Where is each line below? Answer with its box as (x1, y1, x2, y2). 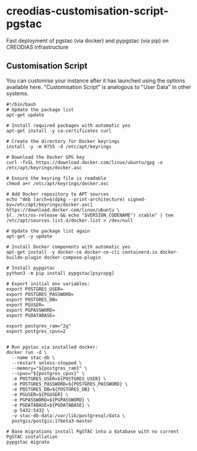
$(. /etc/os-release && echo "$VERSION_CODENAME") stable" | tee (6, 212, 174, 218)
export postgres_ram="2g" (6, 323, 71, 329)
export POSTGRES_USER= (6, 286, 63, 292)
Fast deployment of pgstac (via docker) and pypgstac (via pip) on (6, 37, 169, 44)
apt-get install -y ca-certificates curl (6, 128, 112, 134)
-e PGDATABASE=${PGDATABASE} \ (11, 402, 90, 408)
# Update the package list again (6, 228, 90, 234)
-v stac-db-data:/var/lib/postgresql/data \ (11, 412, 125, 418)
